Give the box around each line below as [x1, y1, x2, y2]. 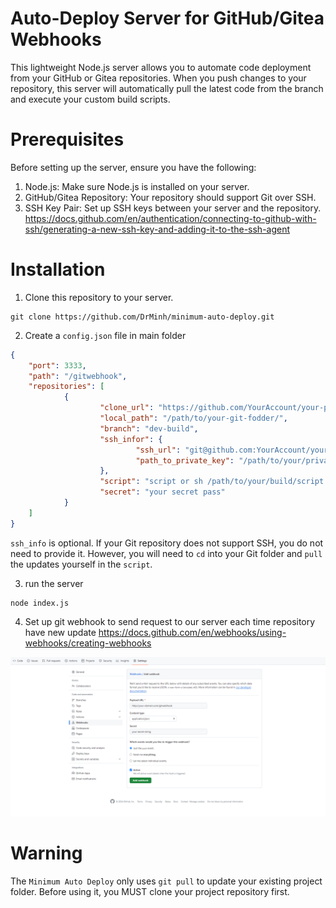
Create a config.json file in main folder [24, 329, 187, 341]
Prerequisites [10, 128, 125, 151]
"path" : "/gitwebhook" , [28, 371, 128, 381]
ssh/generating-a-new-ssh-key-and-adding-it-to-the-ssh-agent [24, 223, 291, 235]
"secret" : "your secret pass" [99, 487, 226, 497]
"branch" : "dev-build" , [99, 423, 199, 434]
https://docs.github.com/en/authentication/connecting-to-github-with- [24, 212, 317, 224]
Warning [10, 842, 83, 864]
